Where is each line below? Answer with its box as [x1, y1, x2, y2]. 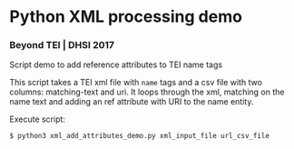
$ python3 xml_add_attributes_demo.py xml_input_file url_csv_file [9, 132, 270, 141]
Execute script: [9, 114, 66, 124]
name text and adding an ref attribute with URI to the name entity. [9, 96, 254, 107]
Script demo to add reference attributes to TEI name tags [9, 59, 223, 70]
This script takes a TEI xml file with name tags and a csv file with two [9, 77, 263, 88]
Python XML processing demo [9, 6, 243, 27]
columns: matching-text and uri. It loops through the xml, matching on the [9, 86, 285, 97]
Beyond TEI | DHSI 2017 [9, 39, 115, 52]
